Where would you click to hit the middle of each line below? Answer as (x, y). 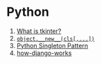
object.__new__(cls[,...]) (56, 39)
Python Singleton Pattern (52, 45)
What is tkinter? (39, 31)
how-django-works (44, 53)
